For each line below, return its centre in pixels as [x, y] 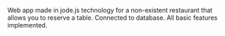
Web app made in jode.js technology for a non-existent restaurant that [110, 10]
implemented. [27, 25]
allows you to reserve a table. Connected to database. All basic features [112, 18]
